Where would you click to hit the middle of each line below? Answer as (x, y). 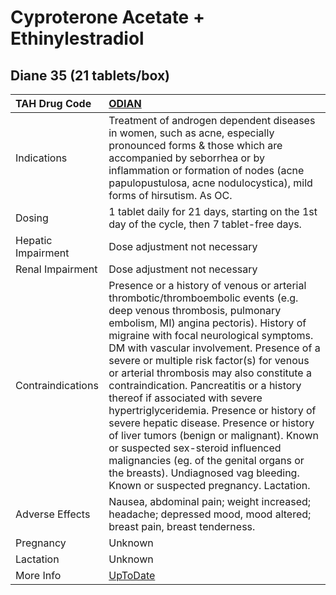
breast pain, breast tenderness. (182, 526)
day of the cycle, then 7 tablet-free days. (205, 224)
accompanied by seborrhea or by (186, 158)
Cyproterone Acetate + (107, 17)
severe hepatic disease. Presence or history (211, 423)
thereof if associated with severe (185, 398)
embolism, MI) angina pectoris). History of (207, 323)
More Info (38, 575)
